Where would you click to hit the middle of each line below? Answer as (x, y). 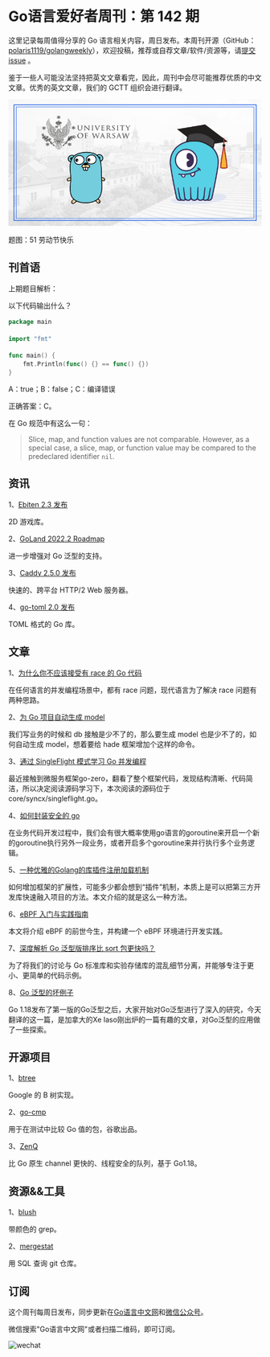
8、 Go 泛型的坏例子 (41, 992)
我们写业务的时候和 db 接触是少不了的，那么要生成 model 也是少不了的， (129, 734)
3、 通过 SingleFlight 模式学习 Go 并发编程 (78, 761)
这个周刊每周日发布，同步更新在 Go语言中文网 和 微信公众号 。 (108, 1312)
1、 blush (22, 1212)
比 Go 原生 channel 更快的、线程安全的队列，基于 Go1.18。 (105, 1163)
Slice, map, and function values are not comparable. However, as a (139, 439)
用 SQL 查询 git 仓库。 (45, 1264)
